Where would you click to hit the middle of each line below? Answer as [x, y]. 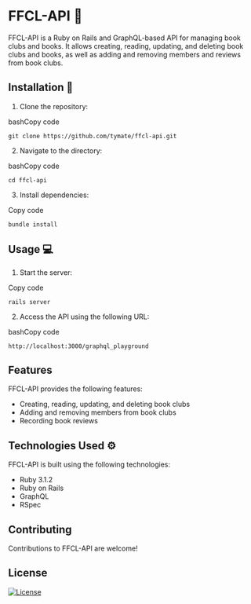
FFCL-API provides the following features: [75, 389]
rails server [29, 302]
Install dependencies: [54, 195]
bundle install [33, 224]
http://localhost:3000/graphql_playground [78, 346]
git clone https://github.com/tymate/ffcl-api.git [93, 136]
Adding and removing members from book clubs [98, 412]
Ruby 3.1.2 [36, 480]
